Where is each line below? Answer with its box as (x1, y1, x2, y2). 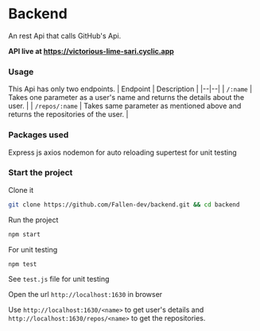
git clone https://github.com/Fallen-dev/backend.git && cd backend (8, 200, 240, 209)
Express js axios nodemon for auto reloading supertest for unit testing (8, 148, 237, 157)
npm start (8, 230, 41, 238)
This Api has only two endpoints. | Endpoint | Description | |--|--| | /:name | (8, 84, 253, 94)
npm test (8, 260, 37, 268)
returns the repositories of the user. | (8, 110, 129, 119)
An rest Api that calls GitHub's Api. (8, 31, 122, 40)
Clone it (8, 185, 34, 194)
